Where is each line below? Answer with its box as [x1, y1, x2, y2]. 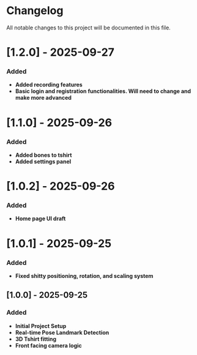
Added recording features [15, 81, 83, 89]
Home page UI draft [15, 215, 66, 222]
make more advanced [15, 94, 72, 102]
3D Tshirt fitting [15, 335, 57, 343]
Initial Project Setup [15, 322, 67, 329]
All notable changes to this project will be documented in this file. [6, 24, 171, 31]
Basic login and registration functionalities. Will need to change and [15, 88, 191, 95]
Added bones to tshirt [15, 151, 72, 159]
